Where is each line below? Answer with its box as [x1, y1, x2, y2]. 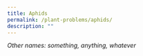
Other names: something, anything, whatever [7, 42, 136, 50]
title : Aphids [7, 10, 48, 17]
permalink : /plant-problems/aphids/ [7, 16, 113, 23]
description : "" [7, 23, 54, 29]
